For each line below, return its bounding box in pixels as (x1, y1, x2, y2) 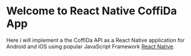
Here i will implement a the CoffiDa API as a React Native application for (6, 36, 185, 43)
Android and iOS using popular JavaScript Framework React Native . (6, 43, 175, 50)
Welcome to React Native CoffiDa (6, 4, 177, 18)
